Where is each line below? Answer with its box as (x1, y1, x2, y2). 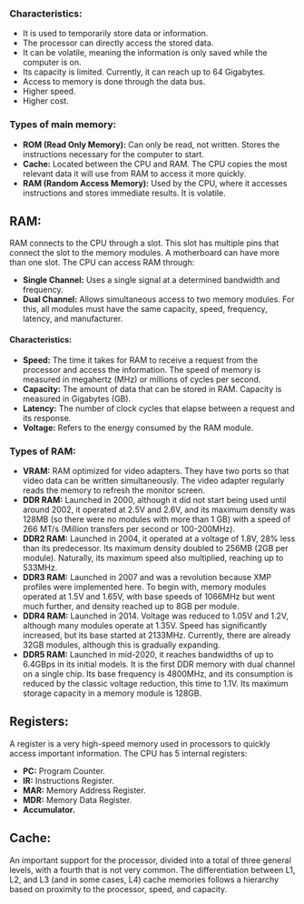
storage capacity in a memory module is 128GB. (22, 688, 202, 698)
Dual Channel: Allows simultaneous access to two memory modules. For (22, 294, 295, 305)
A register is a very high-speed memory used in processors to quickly (9, 738, 270, 748)
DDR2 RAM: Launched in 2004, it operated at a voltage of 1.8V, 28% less (22, 533, 296, 544)
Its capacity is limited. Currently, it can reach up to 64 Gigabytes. (22, 66, 266, 77)
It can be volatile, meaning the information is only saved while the (22, 47, 268, 58)
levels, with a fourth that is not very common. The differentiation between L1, (9, 864, 296, 875)
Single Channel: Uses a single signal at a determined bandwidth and (22, 275, 280, 286)
